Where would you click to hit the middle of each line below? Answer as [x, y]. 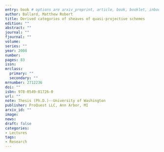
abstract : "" [18, 28]
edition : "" [17, 23]
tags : [10, 137]
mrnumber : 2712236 [24, 82]
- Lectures [16, 133]
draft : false [18, 124]
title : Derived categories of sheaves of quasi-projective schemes [75, 19]
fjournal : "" [18, 37]
